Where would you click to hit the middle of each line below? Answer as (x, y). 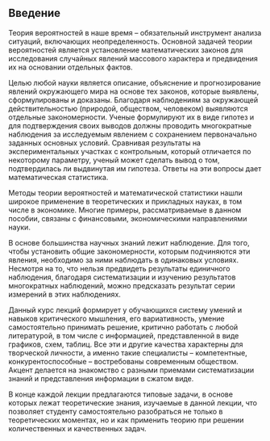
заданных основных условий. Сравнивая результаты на (105, 143)
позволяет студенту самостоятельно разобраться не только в (116, 411)
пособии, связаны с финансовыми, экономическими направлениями (128, 218)
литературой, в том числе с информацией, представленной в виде (124, 335)
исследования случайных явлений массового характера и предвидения (133, 58)
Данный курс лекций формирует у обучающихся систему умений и (125, 309)
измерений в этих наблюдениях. (64, 294)
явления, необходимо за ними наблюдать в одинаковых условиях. (124, 260)
